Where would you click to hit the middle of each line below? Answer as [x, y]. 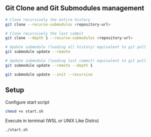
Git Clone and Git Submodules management [75, 8]
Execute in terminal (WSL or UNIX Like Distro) [52, 121]
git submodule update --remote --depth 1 [49, 65]
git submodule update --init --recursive [49, 74]
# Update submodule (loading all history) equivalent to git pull [76, 47]
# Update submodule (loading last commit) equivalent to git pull [76, 61]
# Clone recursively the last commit [44, 33]
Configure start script [27, 102]
